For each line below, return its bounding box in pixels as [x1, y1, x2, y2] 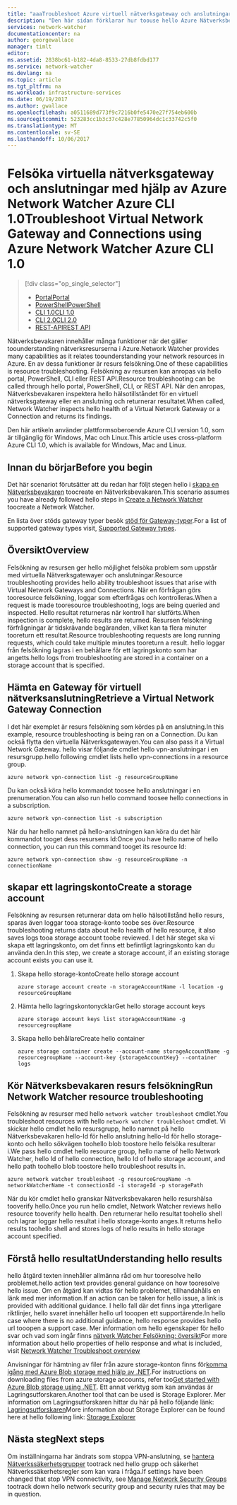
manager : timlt [7, 43, 52, 50]
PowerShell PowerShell [35, 301, 101, 309]
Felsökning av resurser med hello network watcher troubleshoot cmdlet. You [7, 1109, 229, 1118]
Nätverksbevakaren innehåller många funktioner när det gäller [7, 337, 188, 345]
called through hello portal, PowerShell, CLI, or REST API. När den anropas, [7, 382, 226, 391]
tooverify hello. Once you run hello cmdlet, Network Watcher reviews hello [7, 1202, 221, 1211]
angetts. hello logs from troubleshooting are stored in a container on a [7, 653, 209, 662]
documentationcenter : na [7, 30, 80, 38]
